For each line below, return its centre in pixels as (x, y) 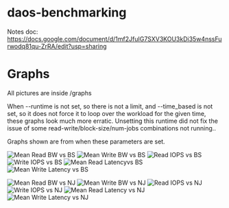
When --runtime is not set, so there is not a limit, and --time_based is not (110, 106)
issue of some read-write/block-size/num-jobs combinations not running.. (111, 128)
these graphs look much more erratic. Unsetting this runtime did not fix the (112, 121)
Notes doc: (23, 32)
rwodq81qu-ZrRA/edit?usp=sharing (57, 46)
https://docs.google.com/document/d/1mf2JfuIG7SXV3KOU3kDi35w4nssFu (114, 38)
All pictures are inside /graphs (49, 93)
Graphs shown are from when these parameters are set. (86, 141)
